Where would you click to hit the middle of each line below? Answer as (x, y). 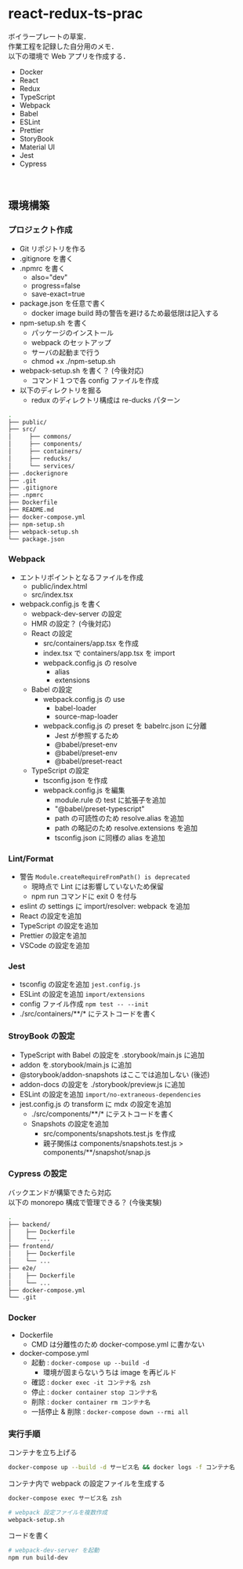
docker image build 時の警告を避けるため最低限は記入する (125, 313)
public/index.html (59, 586)
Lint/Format (31, 858)
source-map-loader (86, 716)
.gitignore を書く (46, 258)
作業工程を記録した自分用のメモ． (63, 46)
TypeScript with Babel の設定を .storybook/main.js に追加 (112, 1055)
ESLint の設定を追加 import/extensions (82, 994)
